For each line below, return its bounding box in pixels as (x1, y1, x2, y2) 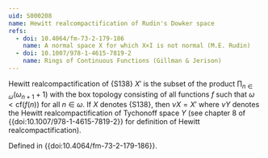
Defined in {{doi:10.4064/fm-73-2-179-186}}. (8, 141, 157, 151)
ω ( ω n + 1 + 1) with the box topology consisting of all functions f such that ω (8, 89, 255, 101)
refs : (8, 27, 27, 35)
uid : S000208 (8, 11, 52, 20)
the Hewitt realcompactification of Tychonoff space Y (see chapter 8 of (8, 108, 246, 118)
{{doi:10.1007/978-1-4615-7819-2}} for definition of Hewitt (8, 117, 200, 127)
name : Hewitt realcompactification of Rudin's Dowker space (8, 19, 216, 27)
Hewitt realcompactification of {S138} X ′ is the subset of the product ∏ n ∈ (8, 78, 253, 90)
